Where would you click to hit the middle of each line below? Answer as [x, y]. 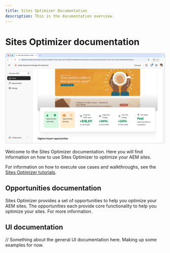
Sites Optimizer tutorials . [31, 172]
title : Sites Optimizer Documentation [46, 11]
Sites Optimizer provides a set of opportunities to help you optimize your [81, 200]
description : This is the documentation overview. [60, 16]
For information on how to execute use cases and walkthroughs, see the [81, 167]
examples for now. [25, 245]
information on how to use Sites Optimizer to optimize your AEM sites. [78, 157]
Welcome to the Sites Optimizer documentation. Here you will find [74, 151]
